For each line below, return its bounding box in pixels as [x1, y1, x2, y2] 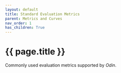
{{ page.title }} [5, 46, 66, 57]
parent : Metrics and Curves [5, 16, 63, 21]
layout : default [5, 7, 38, 12]
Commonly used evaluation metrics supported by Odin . [5, 62, 117, 68]
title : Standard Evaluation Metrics [5, 12, 80, 17]
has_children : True [5, 25, 45, 30]
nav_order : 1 [5, 20, 32, 26]
